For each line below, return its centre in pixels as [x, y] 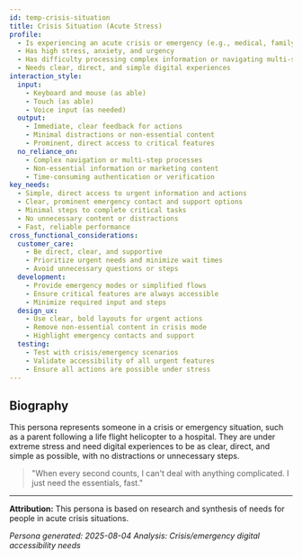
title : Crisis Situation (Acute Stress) [86, 26]
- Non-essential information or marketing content [122, 168]
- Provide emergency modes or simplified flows [116, 285]
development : [42, 277]
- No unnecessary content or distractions [98, 218]
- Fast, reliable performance [74, 227]
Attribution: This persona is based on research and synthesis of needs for [147, 509]
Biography [39, 406]
